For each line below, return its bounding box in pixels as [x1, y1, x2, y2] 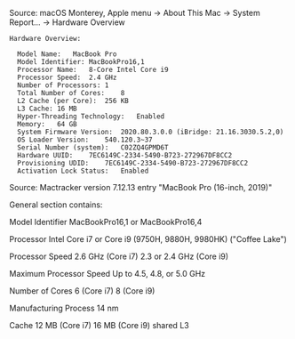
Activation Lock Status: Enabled [17, 166, 149, 175]
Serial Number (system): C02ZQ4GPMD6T [17, 143, 169, 152]
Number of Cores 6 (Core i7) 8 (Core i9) [9, 286, 155, 296]
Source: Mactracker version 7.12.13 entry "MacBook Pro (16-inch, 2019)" [9, 182, 273, 192]
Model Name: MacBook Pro [17, 50, 117, 59]
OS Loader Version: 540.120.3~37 [17, 135, 153, 144]
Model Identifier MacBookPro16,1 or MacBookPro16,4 [9, 217, 203, 227]
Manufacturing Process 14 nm [9, 303, 119, 313]
